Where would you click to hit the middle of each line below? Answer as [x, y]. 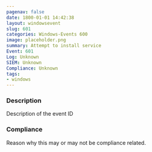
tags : [13, 74]
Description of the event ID [40, 114]
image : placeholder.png [36, 40]
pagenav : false [25, 12]
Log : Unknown [23, 57]
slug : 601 [19, 29]
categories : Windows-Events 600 [47, 35]
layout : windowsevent [34, 23]
